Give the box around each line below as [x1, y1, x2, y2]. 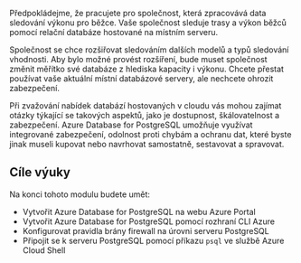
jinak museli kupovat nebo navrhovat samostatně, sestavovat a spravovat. [9, 139, 285, 149]
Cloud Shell [22, 244, 66, 256]
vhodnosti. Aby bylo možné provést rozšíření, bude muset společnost [9, 54, 268, 64]
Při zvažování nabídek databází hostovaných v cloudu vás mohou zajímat [9, 100, 282, 111]
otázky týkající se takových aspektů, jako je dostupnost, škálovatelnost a [9, 110, 280, 120]
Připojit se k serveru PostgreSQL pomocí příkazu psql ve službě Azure [22, 235, 285, 246]
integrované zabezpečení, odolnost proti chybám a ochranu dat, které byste [9, 129, 292, 139]
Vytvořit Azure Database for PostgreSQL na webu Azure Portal [22, 206, 256, 217]
